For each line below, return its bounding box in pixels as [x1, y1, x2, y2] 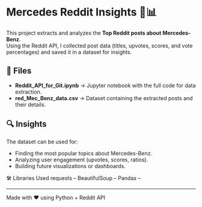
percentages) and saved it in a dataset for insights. [6, 48, 132, 55]
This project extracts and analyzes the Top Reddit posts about [6, 29, 162, 37]
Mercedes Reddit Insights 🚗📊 [6, 5, 158, 19]
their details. [14, 101, 46, 108]
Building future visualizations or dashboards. [14, 162, 126, 169]
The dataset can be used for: [6, 138, 78, 145]
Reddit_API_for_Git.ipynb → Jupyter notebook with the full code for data [14, 82, 196, 89]
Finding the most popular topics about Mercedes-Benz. [14, 149, 152, 157]
